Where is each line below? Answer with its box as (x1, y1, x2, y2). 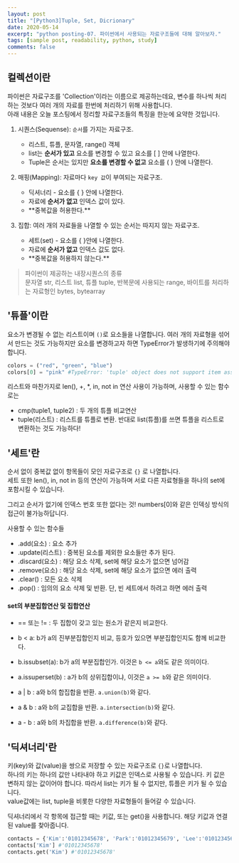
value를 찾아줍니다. (14, 821, 69, 830)
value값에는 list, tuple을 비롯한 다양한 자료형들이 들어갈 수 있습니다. (7, 797, 196, 805)
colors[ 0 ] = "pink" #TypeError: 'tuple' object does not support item (7, 368, 221, 376)
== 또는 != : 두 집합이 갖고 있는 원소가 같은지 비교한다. (17, 619, 169, 627)
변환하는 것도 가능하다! (17, 424, 81, 433)
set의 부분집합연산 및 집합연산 (7, 601, 90, 610)
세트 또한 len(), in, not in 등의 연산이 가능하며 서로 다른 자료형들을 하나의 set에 (7, 476, 225, 485)
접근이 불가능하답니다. (7, 509, 69, 518)
